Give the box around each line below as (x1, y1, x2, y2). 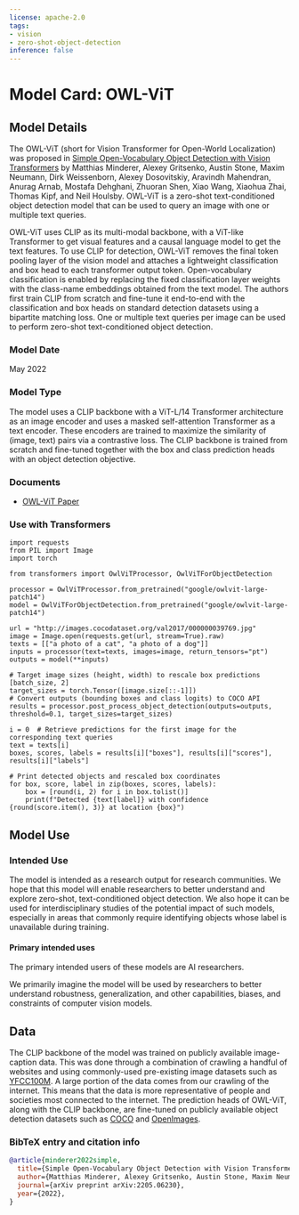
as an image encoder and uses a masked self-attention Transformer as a (9, 416, 276, 426)
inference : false (9, 46, 74, 55)
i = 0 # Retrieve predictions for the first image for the (9, 725, 238, 734)
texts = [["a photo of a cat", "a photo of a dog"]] (9, 640, 209, 649)
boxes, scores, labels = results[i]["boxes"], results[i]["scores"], (9, 749, 273, 757)
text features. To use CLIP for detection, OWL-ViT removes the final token (9, 246, 279, 256)
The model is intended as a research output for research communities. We (9, 874, 282, 885)
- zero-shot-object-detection (9, 37, 122, 47)
